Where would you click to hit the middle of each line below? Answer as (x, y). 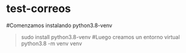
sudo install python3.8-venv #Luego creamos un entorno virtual (100, 37)
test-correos (39, 9)
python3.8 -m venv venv (52, 43)
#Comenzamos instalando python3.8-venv (59, 25)
